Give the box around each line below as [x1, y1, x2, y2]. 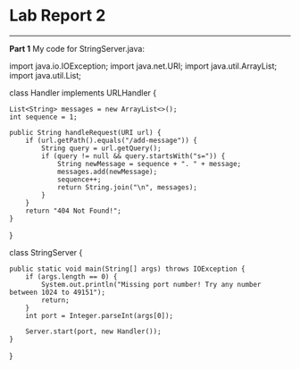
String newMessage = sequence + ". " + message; [56, 159, 242, 168]
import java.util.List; [9, 70, 82, 80]
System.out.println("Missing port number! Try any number [41, 280, 262, 289]
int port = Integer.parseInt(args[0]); [25, 311, 174, 320]
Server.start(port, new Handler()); [25, 327, 162, 336]
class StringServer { [9, 247, 83, 257]
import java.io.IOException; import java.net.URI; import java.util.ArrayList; [9, 60, 278, 71]
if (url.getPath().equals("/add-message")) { [25, 136, 198, 145]
